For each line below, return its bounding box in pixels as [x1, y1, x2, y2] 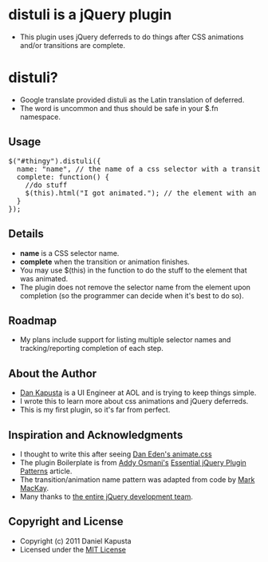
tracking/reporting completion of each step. [19, 344, 164, 353]
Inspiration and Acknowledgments [8, 428, 183, 441]
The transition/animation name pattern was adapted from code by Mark [19, 474, 255, 484]
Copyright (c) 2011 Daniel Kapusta [19, 536, 132, 545]
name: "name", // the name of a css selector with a [16, 164, 227, 173]
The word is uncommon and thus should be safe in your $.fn [19, 103, 219, 113]
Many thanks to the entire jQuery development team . [19, 492, 194, 501]
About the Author [8, 366, 97, 381]
